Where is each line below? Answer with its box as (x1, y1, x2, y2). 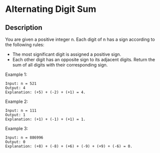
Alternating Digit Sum (5, 3, 96, 15)
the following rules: (5, 42, 45, 48)
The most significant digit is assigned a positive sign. (12, 51, 121, 57)
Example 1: (5, 72, 27, 77)
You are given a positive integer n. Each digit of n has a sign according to (5, 36, 156, 42)
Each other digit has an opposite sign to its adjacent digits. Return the (12, 57, 156, 63)
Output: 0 (5, 140, 26, 145)
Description (5, 23, 42, 32)
